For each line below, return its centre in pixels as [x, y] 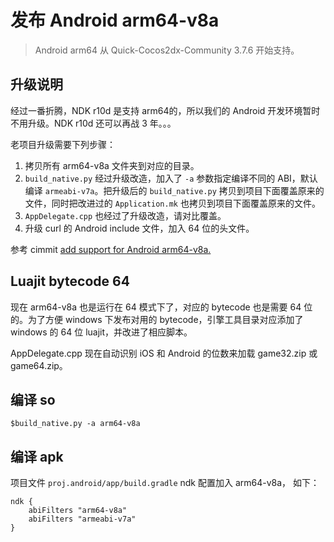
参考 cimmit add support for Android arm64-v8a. [111, 249]
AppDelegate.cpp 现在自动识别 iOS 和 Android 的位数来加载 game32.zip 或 [164, 353]
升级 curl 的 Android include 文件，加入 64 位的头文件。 [139, 228]
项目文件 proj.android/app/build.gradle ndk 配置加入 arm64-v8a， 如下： [165, 483]
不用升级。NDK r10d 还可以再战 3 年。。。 [93, 123]
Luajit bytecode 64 [70, 281]
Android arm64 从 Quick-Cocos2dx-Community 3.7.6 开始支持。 [167, 50]
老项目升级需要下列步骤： [63, 144]
